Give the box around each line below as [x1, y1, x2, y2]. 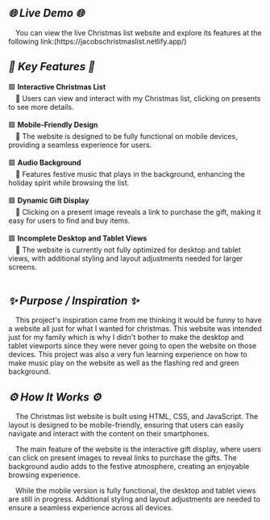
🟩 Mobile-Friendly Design [8, 120, 98, 129]
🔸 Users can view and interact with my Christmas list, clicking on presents [15, 93, 261, 103]
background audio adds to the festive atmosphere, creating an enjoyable [8, 462, 250, 472]
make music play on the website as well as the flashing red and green [8, 359, 239, 368]
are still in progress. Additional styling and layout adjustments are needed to [8, 494, 260, 504]
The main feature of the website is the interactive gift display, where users [15, 444, 262, 455]
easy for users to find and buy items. [8, 216, 131, 225]
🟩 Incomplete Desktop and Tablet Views [8, 233, 147, 243]
